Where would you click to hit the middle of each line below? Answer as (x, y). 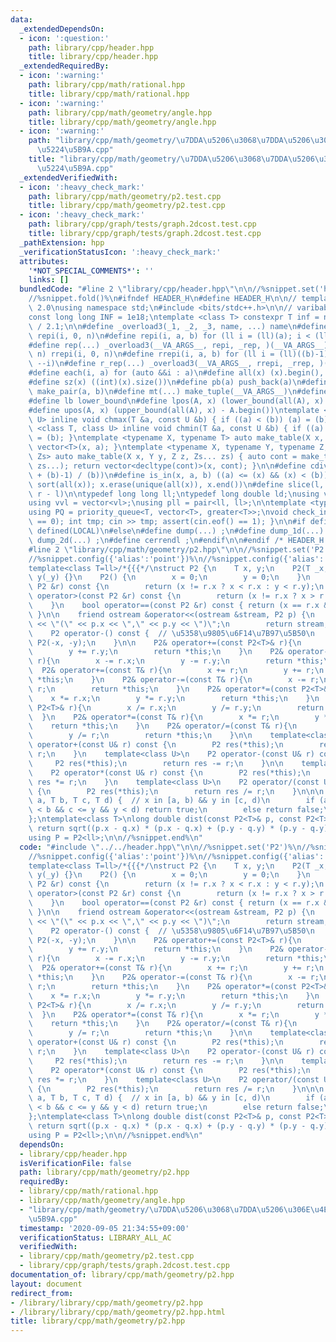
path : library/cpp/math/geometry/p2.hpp (104, 1172)
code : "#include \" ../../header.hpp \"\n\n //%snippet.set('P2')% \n (160, 847)
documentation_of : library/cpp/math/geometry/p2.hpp (122, 1275)
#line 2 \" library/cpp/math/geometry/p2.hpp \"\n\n (136, 549)
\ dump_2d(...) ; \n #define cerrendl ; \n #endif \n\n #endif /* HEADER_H (176, 540)
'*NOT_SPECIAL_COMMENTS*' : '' (91, 271)
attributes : (44, 261)
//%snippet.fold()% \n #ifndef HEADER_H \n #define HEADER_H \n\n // (163, 299)
